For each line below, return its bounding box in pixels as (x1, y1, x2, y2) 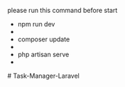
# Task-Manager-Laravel (7, 71, 80, 80)
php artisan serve (17, 50, 70, 58)
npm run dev (17, 20, 55, 28)
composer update (17, 35, 70, 43)
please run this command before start (7, 6, 118, 14)
